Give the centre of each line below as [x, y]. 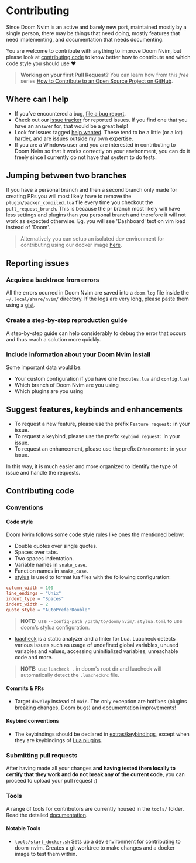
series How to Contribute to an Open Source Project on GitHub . [97, 81]
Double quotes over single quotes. [56, 546]
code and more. [34, 657]
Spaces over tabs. [36, 552]
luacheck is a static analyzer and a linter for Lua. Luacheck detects [95, 638]
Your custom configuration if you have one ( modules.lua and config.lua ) [102, 378]
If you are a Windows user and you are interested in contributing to [95, 144]
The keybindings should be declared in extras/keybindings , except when [102, 734]
